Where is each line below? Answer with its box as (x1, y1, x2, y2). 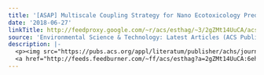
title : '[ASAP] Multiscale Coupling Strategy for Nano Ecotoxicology (8, 11, 241, 20)
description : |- (8, 41, 61, 48)
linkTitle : (8, 26, 44, 34)
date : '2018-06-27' (8, 19, 72, 27)
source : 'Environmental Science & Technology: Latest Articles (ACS (8, 33, 237, 41)
